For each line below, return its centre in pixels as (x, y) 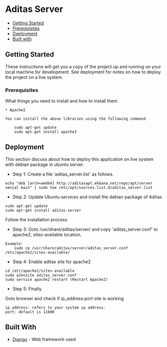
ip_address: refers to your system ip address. (56, 308)
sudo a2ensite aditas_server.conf (41, 275)
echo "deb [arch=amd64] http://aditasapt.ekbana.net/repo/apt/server (79, 183)
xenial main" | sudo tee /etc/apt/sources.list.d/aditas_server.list (79, 187)
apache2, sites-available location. (47, 234)
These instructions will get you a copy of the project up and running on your (83, 66)
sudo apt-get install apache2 (46, 132)
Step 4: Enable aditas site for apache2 (52, 261)
